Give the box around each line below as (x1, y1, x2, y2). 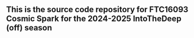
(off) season (6, 23, 52, 33)
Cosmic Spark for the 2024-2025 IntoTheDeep (6, 14, 182, 24)
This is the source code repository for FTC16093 (6, 5, 189, 15)
